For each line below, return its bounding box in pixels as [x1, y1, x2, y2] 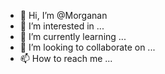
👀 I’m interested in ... [19, 20, 105, 32]
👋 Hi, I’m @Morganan [19, 10, 108, 21]
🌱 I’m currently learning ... [19, 31, 127, 42]
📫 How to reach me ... [19, 53, 113, 64]
